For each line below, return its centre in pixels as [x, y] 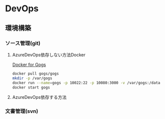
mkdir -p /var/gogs [32, 78]
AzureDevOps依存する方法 [39, 97]
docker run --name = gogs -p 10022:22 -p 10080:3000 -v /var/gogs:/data [86, 83]
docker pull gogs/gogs [35, 74]
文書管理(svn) [22, 111]
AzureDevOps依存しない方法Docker [49, 55]
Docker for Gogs [29, 64]
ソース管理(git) [23, 43]
